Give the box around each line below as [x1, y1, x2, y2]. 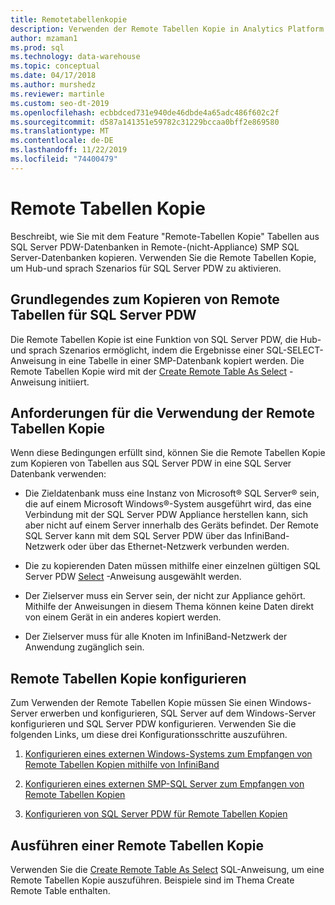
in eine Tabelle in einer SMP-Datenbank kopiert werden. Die [58, 354, 305, 366]
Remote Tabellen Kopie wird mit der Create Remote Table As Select [10, 365, 288, 377]
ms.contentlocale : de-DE [10, 136, 114, 146]
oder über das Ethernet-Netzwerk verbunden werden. [67, 541, 290, 553]
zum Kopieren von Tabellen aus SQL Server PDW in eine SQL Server [10, 457, 292, 470]
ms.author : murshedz [10, 80, 97, 90]
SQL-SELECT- [266, 344, 324, 356]
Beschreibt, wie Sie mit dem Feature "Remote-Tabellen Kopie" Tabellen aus [10, 230, 320, 242]
